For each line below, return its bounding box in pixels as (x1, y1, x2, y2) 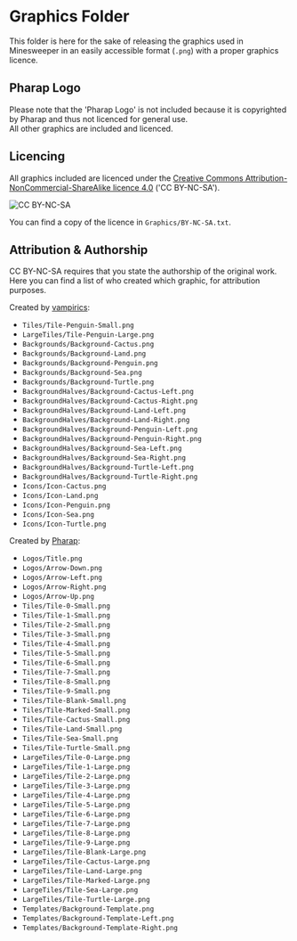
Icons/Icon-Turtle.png (21, 520, 107, 529)
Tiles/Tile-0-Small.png (21, 601, 111, 611)
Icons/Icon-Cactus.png (21, 482, 107, 491)
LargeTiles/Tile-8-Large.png (21, 829, 131, 839)
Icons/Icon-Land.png (21, 492, 99, 501)
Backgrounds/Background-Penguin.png (21, 359, 158, 368)
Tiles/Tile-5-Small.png (21, 649, 111, 659)
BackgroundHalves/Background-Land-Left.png (21, 406, 187, 415)
